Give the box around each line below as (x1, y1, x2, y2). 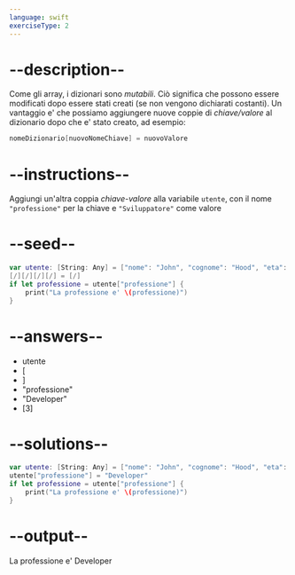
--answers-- (9, 326, 104, 346)
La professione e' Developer (9, 555, 113, 566)
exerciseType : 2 (9, 21, 69, 30)
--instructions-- (9, 164, 130, 185)
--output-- (9, 526, 89, 546)
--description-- (9, 59, 126, 80)
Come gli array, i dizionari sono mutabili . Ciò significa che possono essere (9, 89, 280, 99)
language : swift (9, 12, 69, 22)
